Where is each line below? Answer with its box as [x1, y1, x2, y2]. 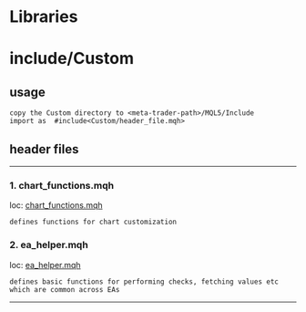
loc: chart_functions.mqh [9, 200, 103, 211]
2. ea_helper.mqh [9, 239, 88, 252]
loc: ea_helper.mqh [9, 259, 81, 270]
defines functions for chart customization [9, 217, 178, 227]
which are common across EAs [9, 285, 120, 294]
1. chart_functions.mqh [9, 179, 115, 192]
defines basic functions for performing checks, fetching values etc [9, 276, 280, 286]
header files [9, 141, 79, 157]
